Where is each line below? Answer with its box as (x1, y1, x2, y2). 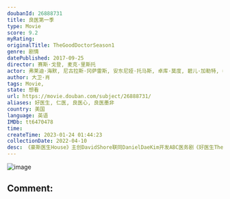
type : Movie (7, 23, 41, 30)
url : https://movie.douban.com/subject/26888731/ (7, 93, 152, 100)
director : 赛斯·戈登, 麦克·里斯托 (7, 61, 97, 68)
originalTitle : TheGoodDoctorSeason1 (7, 42, 115, 49)
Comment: (7, 183, 53, 194)
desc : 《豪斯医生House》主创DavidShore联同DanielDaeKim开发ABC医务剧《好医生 (7, 144, 214, 151)
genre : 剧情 (7, 49, 39, 56)
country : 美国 (7, 106, 46, 113)
